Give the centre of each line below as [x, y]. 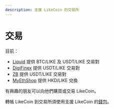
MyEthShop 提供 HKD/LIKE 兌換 [45, 80]
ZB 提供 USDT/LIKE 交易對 [39, 74]
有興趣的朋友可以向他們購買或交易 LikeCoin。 [52, 91]
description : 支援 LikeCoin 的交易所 [42, 10]
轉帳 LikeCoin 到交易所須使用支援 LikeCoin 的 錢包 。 [58, 101]
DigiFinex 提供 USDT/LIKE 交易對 [46, 67]
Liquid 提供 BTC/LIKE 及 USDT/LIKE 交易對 [56, 61]
